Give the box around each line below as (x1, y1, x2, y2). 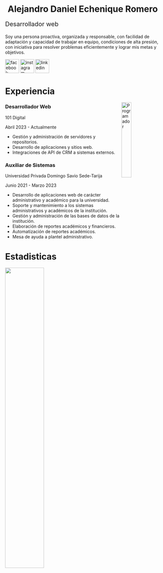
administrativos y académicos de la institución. (12, 207, 107, 213)
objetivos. (5, 49, 25, 55)
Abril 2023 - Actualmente (5, 124, 57, 130)
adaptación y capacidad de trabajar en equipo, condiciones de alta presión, (5, 39, 159, 45)
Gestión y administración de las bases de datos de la (12, 213, 120, 219)
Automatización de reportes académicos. (12, 228, 96, 235)
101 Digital (5, 114, 26, 120)
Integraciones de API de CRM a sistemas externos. (12, 149, 116, 155)
